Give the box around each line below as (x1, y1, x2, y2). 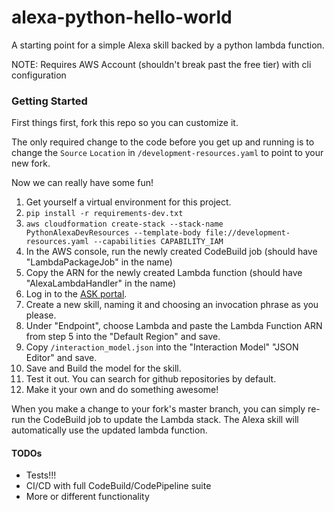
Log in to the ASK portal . (25, 288, 128, 300)
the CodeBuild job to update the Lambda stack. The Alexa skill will (27, 414, 299, 426)
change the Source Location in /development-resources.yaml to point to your (11, 147, 324, 159)
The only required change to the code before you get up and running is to (11, 136, 315, 148)
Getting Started (11, 94, 88, 108)
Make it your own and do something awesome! (25, 384, 219, 396)
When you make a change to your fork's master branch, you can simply (11, 403, 306, 415)
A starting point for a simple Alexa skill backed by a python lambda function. (11, 39, 325, 51)
